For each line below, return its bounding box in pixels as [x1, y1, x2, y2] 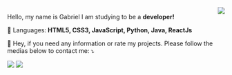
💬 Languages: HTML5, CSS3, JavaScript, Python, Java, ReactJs [7, 26, 193, 34]
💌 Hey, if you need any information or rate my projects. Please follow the [7, 39, 213, 47]
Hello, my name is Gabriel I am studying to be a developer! [7, 13, 175, 21]
